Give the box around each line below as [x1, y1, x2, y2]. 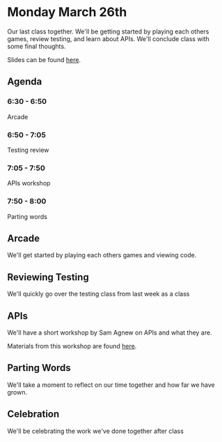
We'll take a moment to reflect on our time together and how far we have [7, 381, 215, 389]
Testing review [7, 146, 49, 154]
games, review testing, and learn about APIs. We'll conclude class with [7, 34, 210, 43]
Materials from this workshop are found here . [7, 342, 137, 350]
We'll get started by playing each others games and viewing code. [7, 251, 197, 259]
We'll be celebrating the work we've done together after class [7, 427, 184, 435]
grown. [7, 388, 28, 396]
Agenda [7, 76, 42, 88]
